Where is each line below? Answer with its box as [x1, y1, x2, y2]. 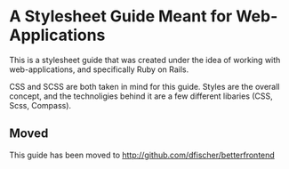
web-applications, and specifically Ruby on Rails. [9, 64, 189, 75]
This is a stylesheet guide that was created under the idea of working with [9, 54, 281, 65]
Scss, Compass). [9, 100, 72, 110]
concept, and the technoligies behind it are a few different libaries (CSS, [9, 91, 273, 101]
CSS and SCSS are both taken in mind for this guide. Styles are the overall [9, 81, 280, 92]
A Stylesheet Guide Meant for [9, 6, 233, 27]
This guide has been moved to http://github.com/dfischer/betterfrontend [9, 149, 276, 160]
